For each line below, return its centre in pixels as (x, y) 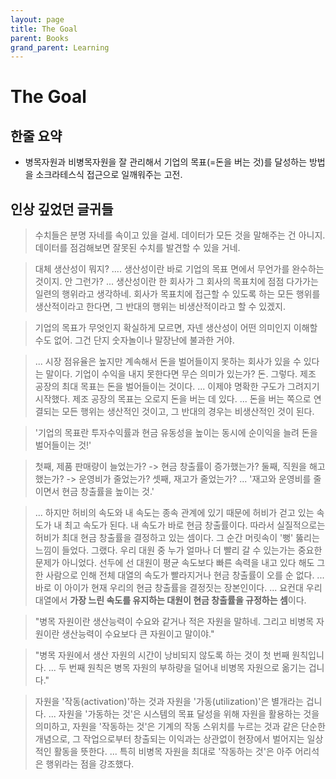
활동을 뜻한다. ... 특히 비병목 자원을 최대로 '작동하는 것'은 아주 (173, 752)
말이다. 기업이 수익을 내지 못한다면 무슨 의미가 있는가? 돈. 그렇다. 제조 (181, 374)
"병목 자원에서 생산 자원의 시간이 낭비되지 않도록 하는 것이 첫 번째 (162, 655)
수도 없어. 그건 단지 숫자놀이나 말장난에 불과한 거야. (134, 340)
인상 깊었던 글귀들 (62, 209)
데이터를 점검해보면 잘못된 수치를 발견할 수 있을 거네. (137, 248)
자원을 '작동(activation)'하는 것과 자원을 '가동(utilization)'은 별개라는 (169, 702)
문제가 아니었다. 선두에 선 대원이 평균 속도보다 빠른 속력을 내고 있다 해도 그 (180, 563)
